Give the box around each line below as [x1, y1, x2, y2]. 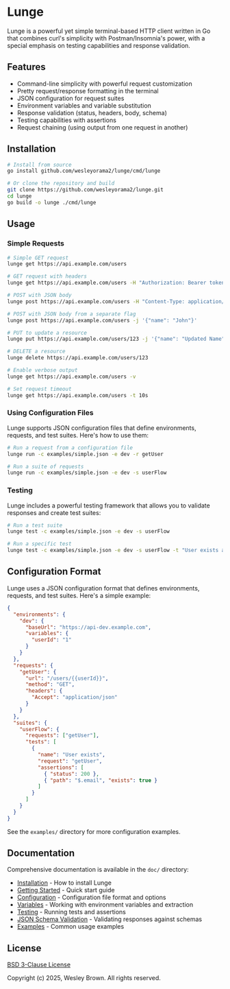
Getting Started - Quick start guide [16, 886, 115, 894]
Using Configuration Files [7, 408, 94, 418]
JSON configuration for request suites [16, 94, 125, 102]
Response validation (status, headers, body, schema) [16, 108, 168, 117]
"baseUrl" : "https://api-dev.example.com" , [25, 623, 152, 631]
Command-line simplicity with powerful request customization [16, 80, 193, 88]
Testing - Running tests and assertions [16, 908, 127, 916]
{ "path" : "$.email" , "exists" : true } [43, 776, 157, 784]
